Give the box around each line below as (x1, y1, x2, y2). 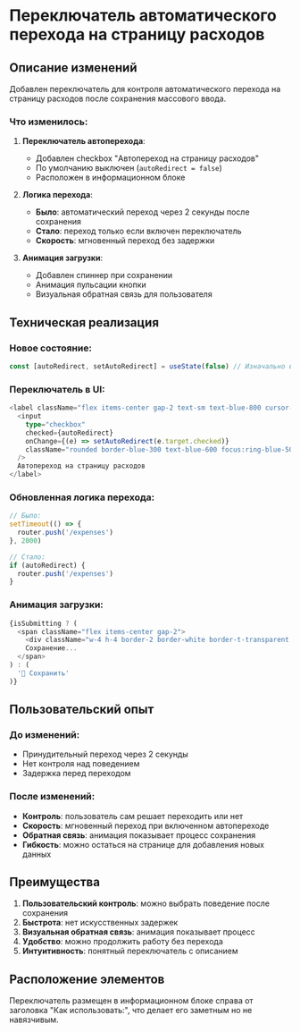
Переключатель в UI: (9, 383, 105, 395)
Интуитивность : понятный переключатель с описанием (21, 945, 238, 957)
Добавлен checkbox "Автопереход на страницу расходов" (35, 153, 260, 164)
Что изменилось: (9, 115, 88, 128)
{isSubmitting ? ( (9, 619, 78, 628)
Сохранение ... (25, 644, 78, 653)
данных (21, 849, 52, 859)
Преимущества (9, 875, 101, 890)
